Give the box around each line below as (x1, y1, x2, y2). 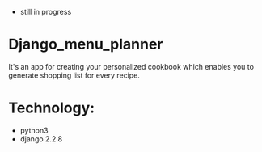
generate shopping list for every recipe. (8, 70, 140, 80)
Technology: (8, 99, 95, 117)
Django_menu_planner (8, 36, 163, 53)
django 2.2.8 (19, 133, 63, 144)
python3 (19, 125, 49, 135)
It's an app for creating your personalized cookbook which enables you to (8, 61, 255, 71)
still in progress (19, 7, 72, 16)
